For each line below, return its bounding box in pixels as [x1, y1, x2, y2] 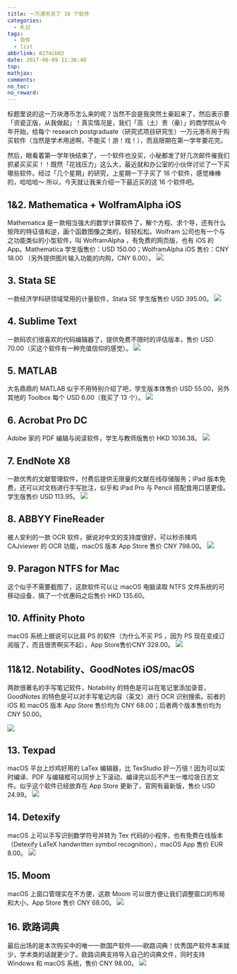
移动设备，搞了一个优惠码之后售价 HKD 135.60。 [7, 591, 149, 600]
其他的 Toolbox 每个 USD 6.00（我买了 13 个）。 [7, 394, 145, 402]
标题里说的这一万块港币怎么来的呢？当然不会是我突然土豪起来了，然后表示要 [7, 110, 230, 118]
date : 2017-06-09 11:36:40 [7, 57, 87, 64]
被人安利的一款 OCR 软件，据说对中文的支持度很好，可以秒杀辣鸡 [7, 532, 197, 542]
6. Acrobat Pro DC [7, 414, 88, 426]
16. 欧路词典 [7, 921, 60, 933]
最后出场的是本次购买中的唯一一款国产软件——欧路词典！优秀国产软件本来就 [7, 941, 230, 949]
